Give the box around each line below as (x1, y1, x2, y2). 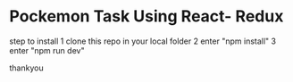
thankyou (9, 62, 44, 73)
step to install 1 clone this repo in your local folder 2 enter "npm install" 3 (9, 36, 277, 46)
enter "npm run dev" (9, 45, 85, 55)
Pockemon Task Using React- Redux (9, 6, 284, 27)
